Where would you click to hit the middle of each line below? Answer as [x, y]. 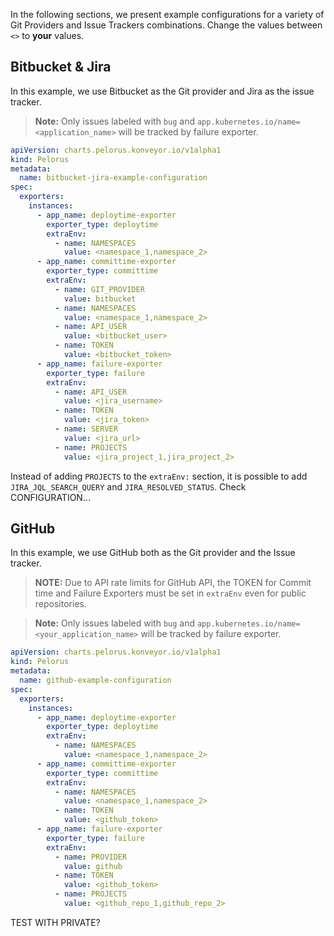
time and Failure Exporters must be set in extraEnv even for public [170, 593]
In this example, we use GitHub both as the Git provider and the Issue [153, 553]
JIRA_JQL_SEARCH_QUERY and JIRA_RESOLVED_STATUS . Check [128, 486]
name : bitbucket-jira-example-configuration [113, 178]
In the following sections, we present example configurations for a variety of [167, 14]
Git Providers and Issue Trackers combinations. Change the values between [166, 25]
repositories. [60, 604]
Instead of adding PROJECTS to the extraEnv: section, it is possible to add [159, 476]
